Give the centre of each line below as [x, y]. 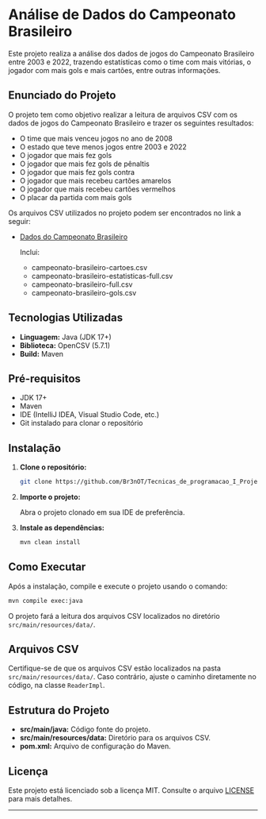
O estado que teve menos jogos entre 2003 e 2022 [103, 147]
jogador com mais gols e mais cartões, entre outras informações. [114, 70]
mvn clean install [50, 543]
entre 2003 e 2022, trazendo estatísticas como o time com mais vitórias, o [130, 62]
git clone [36, 482]
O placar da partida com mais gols [76, 197]
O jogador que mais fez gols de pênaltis [85, 164]
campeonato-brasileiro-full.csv [82, 284]
